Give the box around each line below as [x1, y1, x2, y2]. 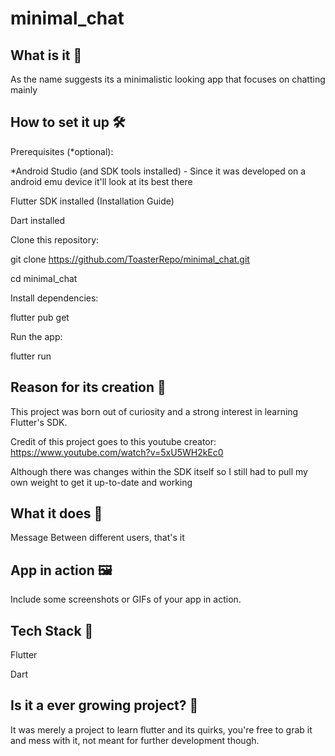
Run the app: [10, 330, 63, 342]
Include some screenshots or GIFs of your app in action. [10, 593, 242, 606]
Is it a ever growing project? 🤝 [10, 697, 199, 714]
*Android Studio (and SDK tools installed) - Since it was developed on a [10, 165, 307, 177]
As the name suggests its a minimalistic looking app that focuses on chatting [10, 73, 326, 85]
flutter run [10, 350, 52, 362]
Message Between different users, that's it [10, 532, 185, 544]
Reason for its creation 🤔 [10, 379, 167, 396]
